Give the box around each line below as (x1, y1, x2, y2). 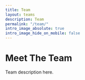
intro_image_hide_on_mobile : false (5, 31, 80, 36)
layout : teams (5, 12, 35, 17)
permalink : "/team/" (5, 21, 49, 27)
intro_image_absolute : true (5, 26, 65, 31)
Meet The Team (5, 52, 72, 64)
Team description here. (5, 69, 54, 75)
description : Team (5, 17, 44, 22)
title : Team (5, 7, 30, 13)
